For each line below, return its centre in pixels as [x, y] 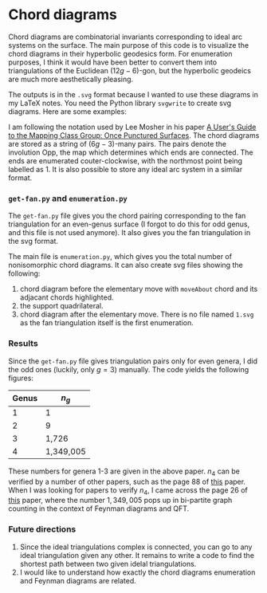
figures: [21, 378]
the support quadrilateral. [61, 306]
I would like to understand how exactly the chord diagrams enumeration [137, 572]
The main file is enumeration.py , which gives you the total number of [120, 257]
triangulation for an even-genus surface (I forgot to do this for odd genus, [129, 224]
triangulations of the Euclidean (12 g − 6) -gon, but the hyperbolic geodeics [130, 70]
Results [23, 344]
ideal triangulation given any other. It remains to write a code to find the [137, 555]
